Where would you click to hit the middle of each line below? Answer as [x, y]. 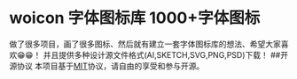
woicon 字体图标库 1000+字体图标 [135, 18]
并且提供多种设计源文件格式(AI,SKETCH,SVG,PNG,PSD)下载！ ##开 [166, 54]
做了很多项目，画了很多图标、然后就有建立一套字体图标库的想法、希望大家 [145, 44]
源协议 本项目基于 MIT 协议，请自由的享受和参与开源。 [107, 66]
